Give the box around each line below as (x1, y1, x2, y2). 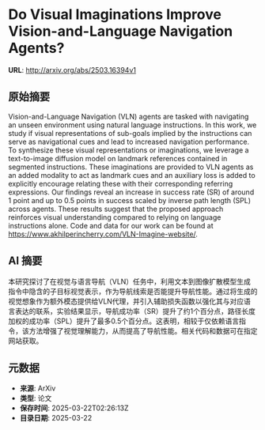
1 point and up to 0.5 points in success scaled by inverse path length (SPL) (8, 195, 252, 205)
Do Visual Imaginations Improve (8, 6, 221, 24)
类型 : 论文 (19, 394, 52, 403)
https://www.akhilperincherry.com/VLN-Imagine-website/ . (8, 229, 198, 239)
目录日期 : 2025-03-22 (19, 413, 93, 423)
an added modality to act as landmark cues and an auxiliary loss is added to (8, 170, 256, 179)
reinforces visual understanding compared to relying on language (8, 212, 221, 222)
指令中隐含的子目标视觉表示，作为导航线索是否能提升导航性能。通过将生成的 (8, 286, 258, 296)
